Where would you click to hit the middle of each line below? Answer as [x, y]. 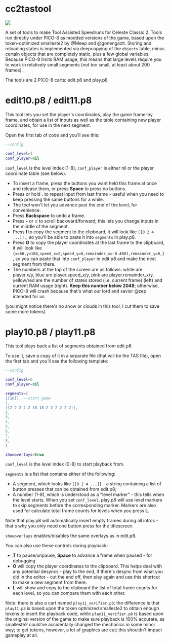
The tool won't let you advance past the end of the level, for [75, 205]
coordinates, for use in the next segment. [48, 125]
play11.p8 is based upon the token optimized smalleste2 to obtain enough [82, 609]
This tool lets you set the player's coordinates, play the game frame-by [79, 114]
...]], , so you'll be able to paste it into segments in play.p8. [74, 237]
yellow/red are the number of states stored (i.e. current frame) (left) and [88, 280]
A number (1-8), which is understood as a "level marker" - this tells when [88, 494]
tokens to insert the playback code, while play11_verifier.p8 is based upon [84, 614]
